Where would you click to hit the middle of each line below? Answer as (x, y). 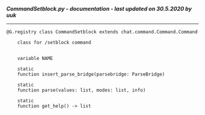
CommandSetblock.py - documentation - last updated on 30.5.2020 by (99, 9)
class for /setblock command (54, 42)
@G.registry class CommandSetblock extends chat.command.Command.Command (102, 32)
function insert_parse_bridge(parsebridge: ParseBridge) (91, 74)
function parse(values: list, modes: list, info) (82, 90)
